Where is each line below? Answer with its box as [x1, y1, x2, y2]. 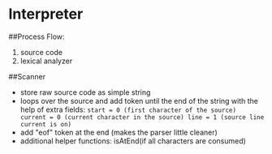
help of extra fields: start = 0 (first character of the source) [19, 105, 237, 114]
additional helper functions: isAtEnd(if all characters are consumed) [19, 135, 246, 146]
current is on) [19, 120, 72, 128]
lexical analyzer [19, 56, 73, 66]
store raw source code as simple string [19, 87, 151, 97]
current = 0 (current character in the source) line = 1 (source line [19, 113, 265, 122]
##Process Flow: [8, 32, 65, 41]
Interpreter [8, 5, 84, 24]
